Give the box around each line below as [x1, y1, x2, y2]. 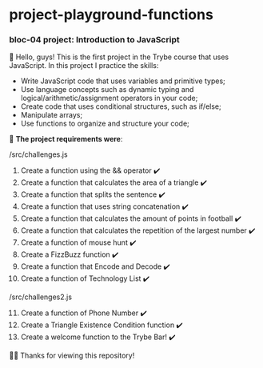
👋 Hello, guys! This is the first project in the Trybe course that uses [9, 52, 229, 62]
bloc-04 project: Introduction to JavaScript [9, 34, 180, 46]
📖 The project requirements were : [9, 134, 123, 144]
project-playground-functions [9, 6, 214, 24]
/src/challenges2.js [9, 292, 73, 302]
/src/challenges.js [9, 150, 68, 159]
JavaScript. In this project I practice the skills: [9, 61, 159, 70]
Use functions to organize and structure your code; [20, 118, 190, 129]
